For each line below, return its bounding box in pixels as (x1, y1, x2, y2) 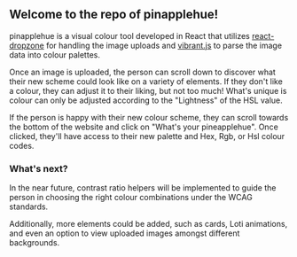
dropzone (9, 40, 44, 51)
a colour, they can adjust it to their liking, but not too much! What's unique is (9, 85, 287, 96)
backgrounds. (9, 238, 60, 248)
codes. (9, 140, 35, 151)
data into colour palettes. (9, 49, 100, 60)
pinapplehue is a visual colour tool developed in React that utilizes (9, 30, 250, 41)
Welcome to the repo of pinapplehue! (9, 7, 219, 22)
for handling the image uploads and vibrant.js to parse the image (45, 40, 282, 51)
